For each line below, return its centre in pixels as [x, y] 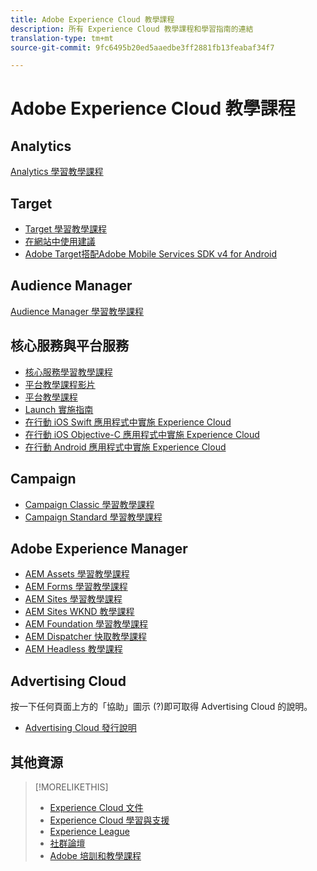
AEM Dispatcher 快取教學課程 [85, 637]
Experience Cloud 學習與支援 [109, 820]
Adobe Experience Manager [99, 548]
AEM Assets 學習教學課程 [77, 574]
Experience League [89, 831]
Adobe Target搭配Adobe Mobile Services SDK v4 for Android [151, 254]
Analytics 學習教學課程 [57, 172]
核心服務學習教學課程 [68, 372]
